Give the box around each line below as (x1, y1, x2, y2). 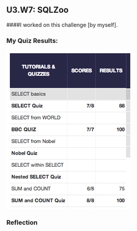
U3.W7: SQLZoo (6, 5, 69, 15)
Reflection (6, 218, 38, 227)
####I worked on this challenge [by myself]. (6, 21, 118, 28)
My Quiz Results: (6, 36, 58, 45)
